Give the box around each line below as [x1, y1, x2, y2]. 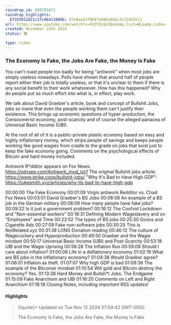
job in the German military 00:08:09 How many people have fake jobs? [5, 200, 154, 206]
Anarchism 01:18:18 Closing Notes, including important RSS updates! [5, 281, 149, 288]
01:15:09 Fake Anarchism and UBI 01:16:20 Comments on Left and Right [5, 276, 155, 282]
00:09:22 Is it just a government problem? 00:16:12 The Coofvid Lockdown [5, 206, 162, 212]
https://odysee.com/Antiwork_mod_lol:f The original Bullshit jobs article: [5, 169, 156, 175]
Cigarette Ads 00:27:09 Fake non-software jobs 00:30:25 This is [5, 222, 140, 228]
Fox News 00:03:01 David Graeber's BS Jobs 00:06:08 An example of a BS [5, 195, 163, 201]
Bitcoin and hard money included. [5, 153, 76, 159]
